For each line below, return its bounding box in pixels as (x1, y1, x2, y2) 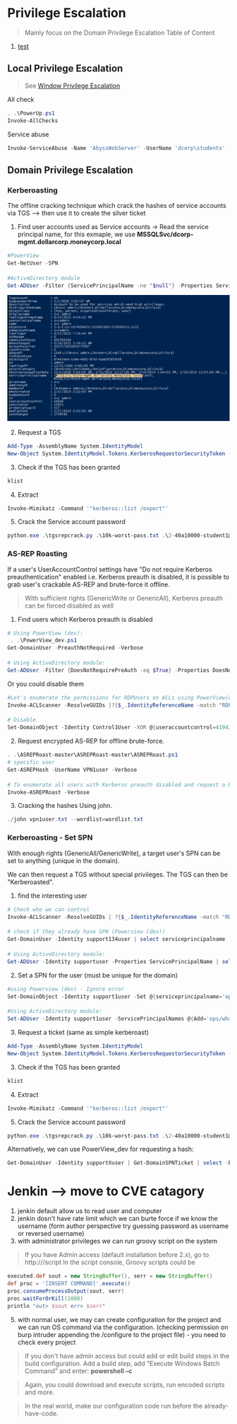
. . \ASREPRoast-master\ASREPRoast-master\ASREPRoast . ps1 (7, 751, 178, 758)
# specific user (7, 759, 55, 766)
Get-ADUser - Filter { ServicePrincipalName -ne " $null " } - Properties (7, 282, 213, 289)
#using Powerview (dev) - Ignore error (7, 985, 125, 992)
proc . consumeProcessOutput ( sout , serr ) (7, 1287, 125, 1295)
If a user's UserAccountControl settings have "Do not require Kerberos (7, 565, 213, 574)
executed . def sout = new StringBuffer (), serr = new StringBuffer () (7, 1273, 213, 1280)
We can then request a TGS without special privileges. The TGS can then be (7, 870, 228, 879)
